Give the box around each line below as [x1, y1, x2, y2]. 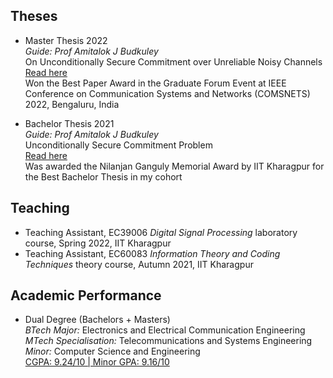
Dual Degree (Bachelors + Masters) [24, 314, 171, 326]
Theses [10, 8, 58, 25]
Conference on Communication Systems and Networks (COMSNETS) [24, 87, 311, 99]
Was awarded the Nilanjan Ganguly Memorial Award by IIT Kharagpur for [24, 160, 325, 172]
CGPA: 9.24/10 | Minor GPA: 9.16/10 [24, 356, 170, 368]
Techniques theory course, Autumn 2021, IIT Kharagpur [24, 258, 254, 270]
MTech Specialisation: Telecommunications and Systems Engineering [24, 335, 313, 347]
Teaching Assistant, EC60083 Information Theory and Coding [24, 247, 281, 259]
